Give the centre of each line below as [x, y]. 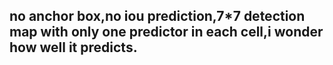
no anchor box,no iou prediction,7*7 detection [157, 16]
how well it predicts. [73, 47]
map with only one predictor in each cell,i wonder [166, 32]
